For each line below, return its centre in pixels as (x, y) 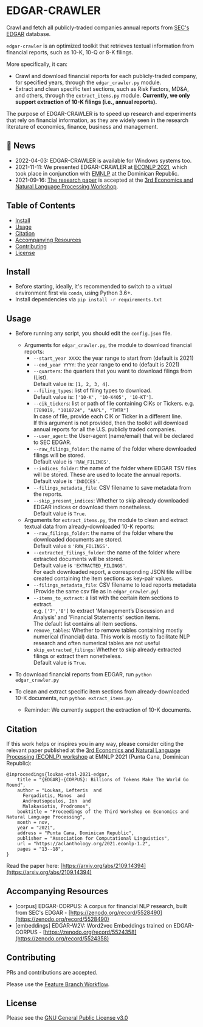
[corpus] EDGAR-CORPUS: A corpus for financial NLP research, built (101, 906)
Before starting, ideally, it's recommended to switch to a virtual (94, 287)
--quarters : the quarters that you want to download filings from (113, 371)
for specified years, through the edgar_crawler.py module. (88, 82)
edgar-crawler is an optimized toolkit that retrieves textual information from (100, 46)
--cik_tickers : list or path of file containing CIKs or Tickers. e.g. (114, 404)
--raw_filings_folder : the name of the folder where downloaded (115, 449)
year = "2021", (36, 828)
